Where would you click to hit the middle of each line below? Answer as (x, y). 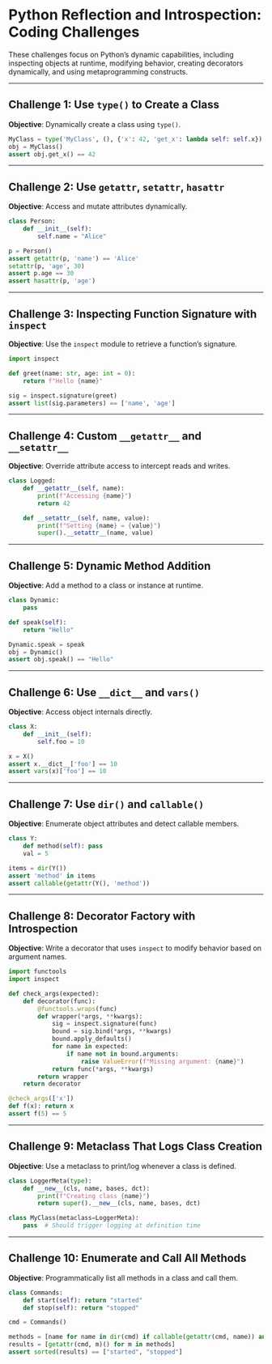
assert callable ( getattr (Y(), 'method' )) (79, 883)
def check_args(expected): (54, 993)
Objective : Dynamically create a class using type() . (95, 124)
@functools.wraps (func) (77, 1009)
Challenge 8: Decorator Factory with (102, 916)
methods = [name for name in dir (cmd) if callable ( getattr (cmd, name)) (132, 1337)
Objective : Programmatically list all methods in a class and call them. (123, 1277)
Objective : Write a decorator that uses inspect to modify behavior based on (135, 948)
